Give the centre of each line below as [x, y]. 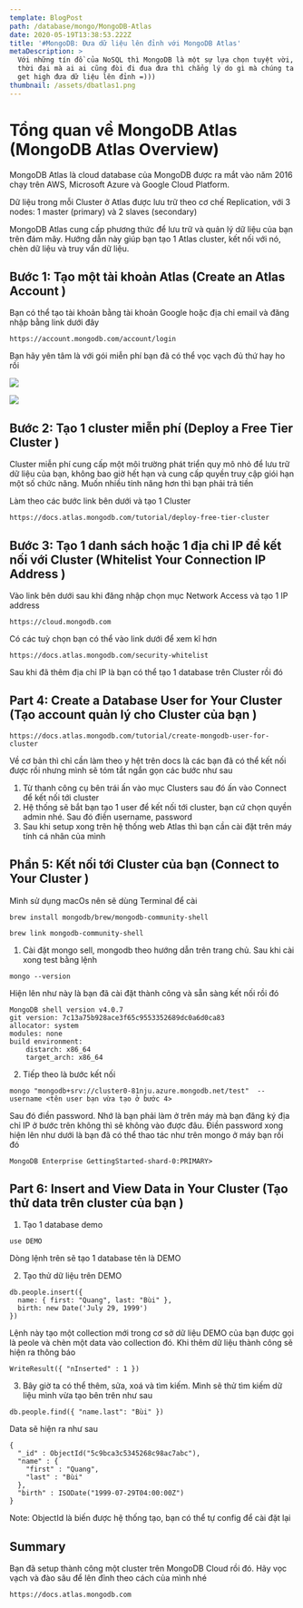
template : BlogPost [46, 18]
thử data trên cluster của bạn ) [97, 1203]
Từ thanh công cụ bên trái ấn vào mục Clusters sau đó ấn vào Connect [155, 788]
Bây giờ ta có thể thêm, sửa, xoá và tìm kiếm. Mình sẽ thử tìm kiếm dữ [152, 1386]
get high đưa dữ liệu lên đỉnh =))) [87, 77]
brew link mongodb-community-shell [77, 933]
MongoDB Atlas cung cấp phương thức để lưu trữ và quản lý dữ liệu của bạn [151, 229]
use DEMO [26, 1241]
